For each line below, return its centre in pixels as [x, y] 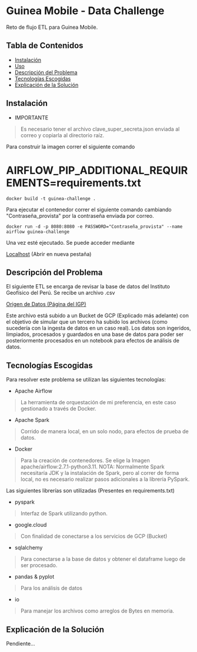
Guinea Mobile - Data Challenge [85, 11]
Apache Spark [32, 420]
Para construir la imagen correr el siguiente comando [71, 147]
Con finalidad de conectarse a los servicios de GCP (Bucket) [94, 536]
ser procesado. [39, 565]
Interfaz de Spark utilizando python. [64, 514]
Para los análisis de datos [51, 588]
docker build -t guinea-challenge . [51, 198]
